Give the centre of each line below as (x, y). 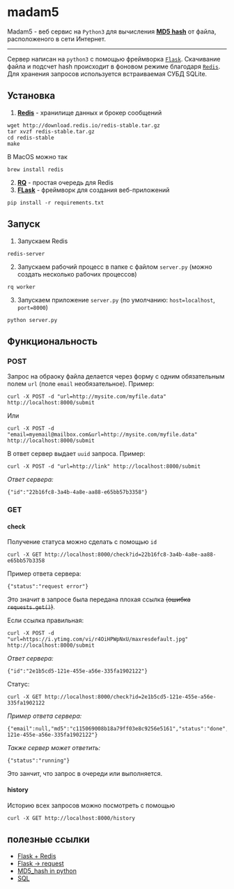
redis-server (26, 254)
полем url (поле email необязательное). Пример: (81, 384)
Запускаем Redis (42, 241)
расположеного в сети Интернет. (57, 38)
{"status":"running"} (39, 761)
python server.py (32, 320)
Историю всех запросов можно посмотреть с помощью (91, 805)
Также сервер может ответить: (54, 748)
